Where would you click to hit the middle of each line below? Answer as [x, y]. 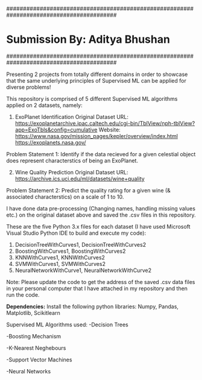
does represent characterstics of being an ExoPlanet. [72, 160]
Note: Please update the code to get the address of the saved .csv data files [101, 282]
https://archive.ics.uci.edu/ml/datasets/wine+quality [80, 179]
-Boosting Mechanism [34, 336]
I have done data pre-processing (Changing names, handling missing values [101, 208]
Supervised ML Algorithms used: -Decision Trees [67, 325]
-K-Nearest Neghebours [36, 348]
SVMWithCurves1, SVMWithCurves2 [60, 264]
